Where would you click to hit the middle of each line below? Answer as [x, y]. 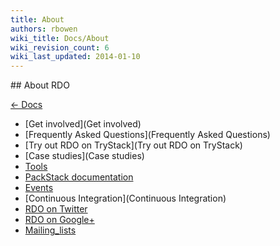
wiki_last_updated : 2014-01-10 [75, 57]
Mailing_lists [50, 230]
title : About [37, 19]
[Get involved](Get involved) [83, 124]
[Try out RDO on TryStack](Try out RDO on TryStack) [133, 145]
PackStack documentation [79, 177]
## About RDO [40, 85]
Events [39, 188]
